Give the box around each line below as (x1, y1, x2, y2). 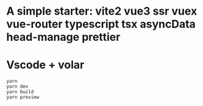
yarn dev (6, 83, 29, 90)
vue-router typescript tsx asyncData (6, 17, 196, 31)
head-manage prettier (6, 30, 121, 44)
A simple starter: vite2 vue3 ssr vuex (6, 4, 198, 18)
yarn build (6, 89, 34, 95)
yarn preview (6, 94, 40, 101)
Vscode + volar (6, 58, 85, 72)
